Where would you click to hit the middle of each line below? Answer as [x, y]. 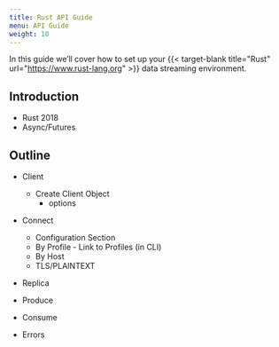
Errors [33, 335]
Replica [36, 283]
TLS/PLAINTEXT [65, 266]
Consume [39, 317]
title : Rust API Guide [51, 17]
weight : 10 [29, 34]
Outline [30, 155]
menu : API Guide [39, 26]
